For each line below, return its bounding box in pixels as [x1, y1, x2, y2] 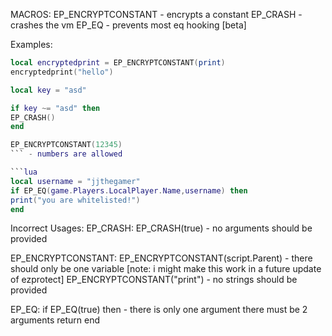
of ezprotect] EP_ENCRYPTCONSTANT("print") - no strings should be [10, 274, 298, 286]
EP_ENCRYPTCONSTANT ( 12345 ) [10, 140, 123, 150]
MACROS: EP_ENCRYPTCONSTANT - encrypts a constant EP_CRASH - [10, 9, 303, 20]
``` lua [10, 167, 38, 177]
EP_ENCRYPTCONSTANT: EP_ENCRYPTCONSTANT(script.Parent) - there [10, 252, 313, 264]
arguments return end [10, 314, 100, 326]
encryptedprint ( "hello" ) [10, 67, 114, 77]
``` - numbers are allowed [10, 149, 123, 159]
